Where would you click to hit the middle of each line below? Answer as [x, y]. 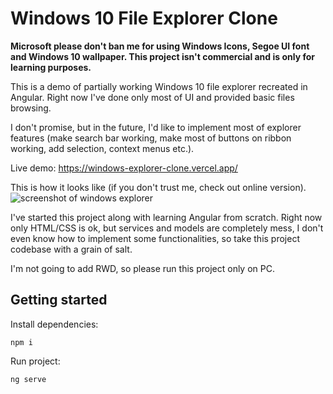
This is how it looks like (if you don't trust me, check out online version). [158, 187]
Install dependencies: [54, 324]
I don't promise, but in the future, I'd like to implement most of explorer [156, 127]
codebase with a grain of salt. [71, 249]
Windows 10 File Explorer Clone [144, 18]
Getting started [59, 300]
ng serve [28, 379]
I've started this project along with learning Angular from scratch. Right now [166, 217]
